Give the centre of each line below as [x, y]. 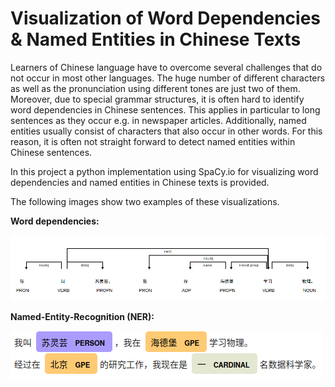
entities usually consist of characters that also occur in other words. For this [166, 131]
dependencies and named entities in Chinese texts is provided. [140, 182]
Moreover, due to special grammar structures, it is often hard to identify [157, 99]
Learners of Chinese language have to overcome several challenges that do [166, 67]
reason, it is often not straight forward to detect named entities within [153, 141]
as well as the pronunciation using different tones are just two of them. [155, 88]
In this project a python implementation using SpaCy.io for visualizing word [164, 171]
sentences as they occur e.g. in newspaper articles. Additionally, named [158, 120]
